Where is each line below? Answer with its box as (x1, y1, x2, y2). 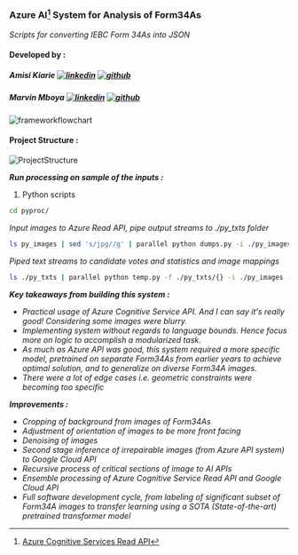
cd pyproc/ (9, 206, 50, 215)
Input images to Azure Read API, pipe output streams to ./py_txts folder (9, 222, 270, 233)
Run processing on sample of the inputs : (9, 171, 164, 182)
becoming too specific (21, 381, 105, 392)
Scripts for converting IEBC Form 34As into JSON (9, 29, 191, 40)
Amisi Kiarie (9, 69, 56, 80)
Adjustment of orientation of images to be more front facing (21, 425, 241, 436)
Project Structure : (9, 135, 79, 146)
